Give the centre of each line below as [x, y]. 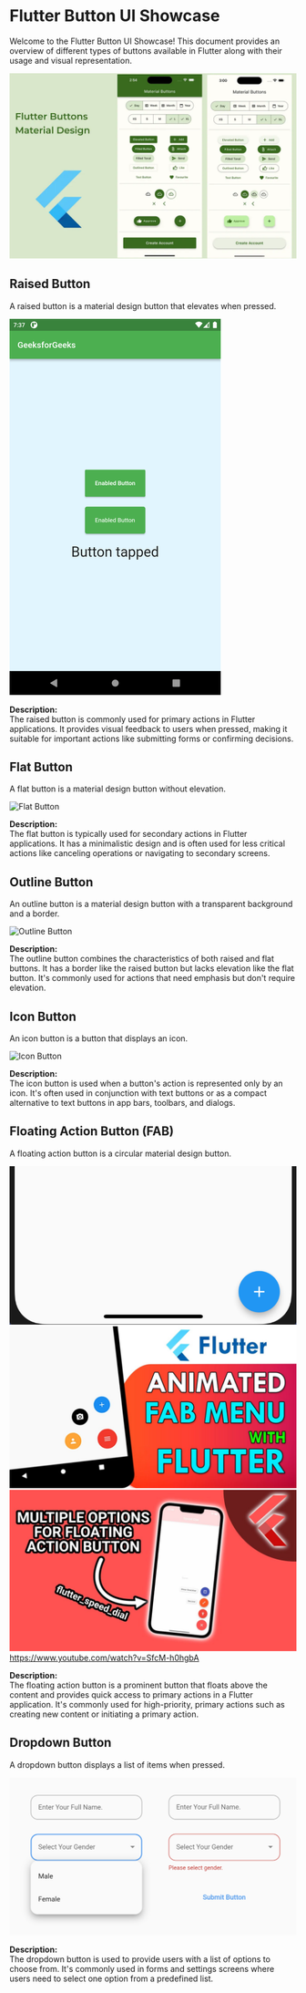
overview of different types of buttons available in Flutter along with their [146, 50]
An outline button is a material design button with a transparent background [151, 904]
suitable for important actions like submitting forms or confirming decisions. [152, 738]
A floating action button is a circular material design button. [121, 1153]
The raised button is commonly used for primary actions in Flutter [133, 719]
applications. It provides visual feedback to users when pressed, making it [148, 728]
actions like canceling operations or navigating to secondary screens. [140, 853]
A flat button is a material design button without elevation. [117, 789]
